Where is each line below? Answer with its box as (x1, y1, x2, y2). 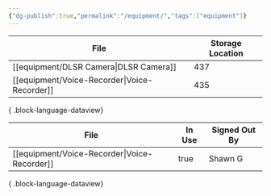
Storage (211, 37, 242, 48)
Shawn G (208, 152, 244, 164)
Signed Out (211, 124, 256, 136)
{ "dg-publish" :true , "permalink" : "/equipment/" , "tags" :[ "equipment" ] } (8, 11, 248, 20)
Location (209, 48, 244, 59)
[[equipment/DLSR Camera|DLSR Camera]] (12, 61, 177, 73)
